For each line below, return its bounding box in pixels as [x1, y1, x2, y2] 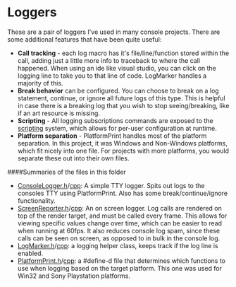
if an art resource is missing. [17, 109, 101, 117]
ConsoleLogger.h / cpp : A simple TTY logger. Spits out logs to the [17, 181, 205, 189]
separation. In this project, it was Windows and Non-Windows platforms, [17, 139, 228, 147]
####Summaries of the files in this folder [7, 168, 127, 176]
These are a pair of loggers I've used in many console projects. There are [7, 28, 221, 36]
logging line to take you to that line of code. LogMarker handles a [17, 71, 207, 80]
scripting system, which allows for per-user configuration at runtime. [17, 124, 217, 132]
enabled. [17, 249, 44, 257]
